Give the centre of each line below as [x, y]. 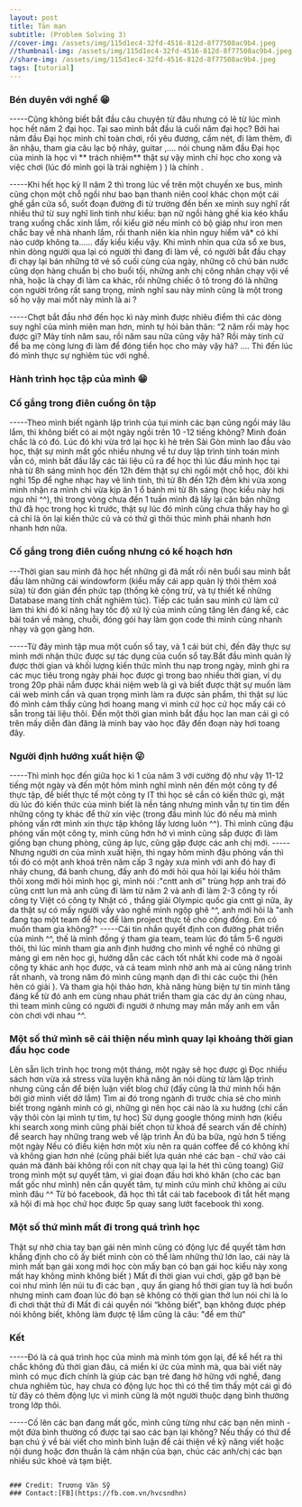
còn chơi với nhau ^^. [48, 1015]
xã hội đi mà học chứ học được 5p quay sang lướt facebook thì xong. [137, 1204]
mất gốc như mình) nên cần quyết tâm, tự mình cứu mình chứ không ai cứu [148, 1185]
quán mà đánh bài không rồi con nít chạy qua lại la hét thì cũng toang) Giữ [146, 1166]
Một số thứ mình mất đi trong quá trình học [105, 1227]
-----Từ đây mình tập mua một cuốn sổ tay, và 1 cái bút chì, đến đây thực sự [150, 646]
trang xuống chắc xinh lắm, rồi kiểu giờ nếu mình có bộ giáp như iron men [146, 223]
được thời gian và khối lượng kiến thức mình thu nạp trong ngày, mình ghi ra [150, 665]
